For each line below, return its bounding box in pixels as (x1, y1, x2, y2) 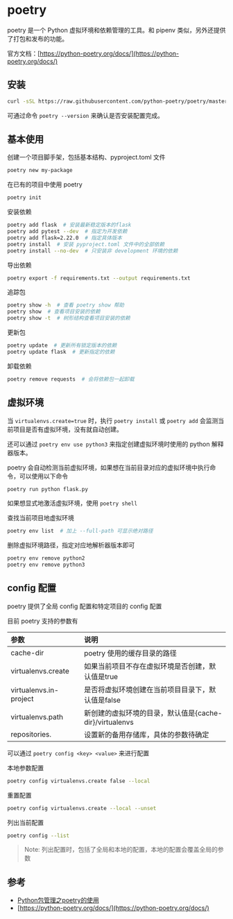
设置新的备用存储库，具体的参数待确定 (84, 730, 209, 739)
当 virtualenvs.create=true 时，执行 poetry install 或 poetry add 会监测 (7, 416, 218, 424)
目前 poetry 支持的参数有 (7, 617, 78, 625)
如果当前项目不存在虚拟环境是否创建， (84, 661, 209, 671)
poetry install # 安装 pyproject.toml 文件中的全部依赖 (7, 241, 165, 248)
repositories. (10, 729, 52, 739)
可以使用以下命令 (19, 472, 68, 480)
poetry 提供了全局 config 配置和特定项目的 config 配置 (7, 602, 162, 610)
